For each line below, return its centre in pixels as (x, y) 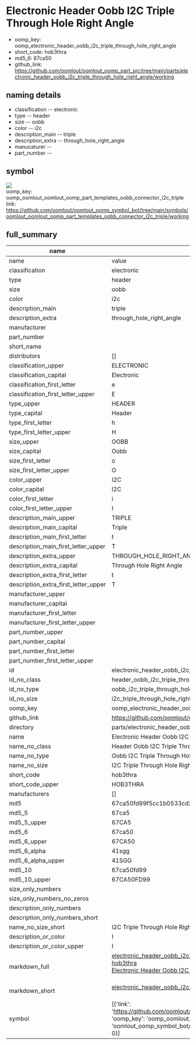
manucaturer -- (33, 146)
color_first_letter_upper (41, 508)
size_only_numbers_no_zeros (49, 899)
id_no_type (24, 689)
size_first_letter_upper (39, 470)
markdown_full (29, 967)
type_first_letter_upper (40, 432)
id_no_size (23, 699)
